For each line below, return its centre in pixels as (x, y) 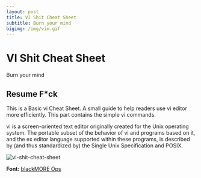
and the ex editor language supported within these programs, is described (98, 139)
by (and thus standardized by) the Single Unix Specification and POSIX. (95, 146)
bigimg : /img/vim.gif (33, 29)
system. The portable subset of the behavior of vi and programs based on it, (101, 133)
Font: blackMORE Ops (34, 169)
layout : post (23, 12)
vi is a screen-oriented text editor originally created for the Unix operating (98, 126)
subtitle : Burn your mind (39, 23)
